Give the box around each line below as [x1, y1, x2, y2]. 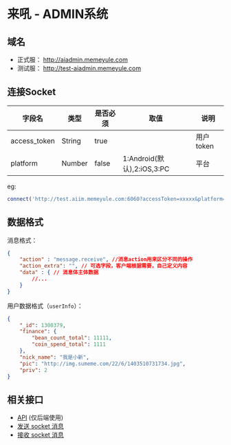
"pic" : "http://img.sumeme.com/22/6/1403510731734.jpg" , [19, 360, 186, 367]
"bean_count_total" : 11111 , [32, 335, 112, 342]
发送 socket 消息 [16, 422, 64, 431]
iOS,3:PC [140, 164, 170, 173]
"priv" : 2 [19, 366, 48, 373]
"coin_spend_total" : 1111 [32, 341, 107, 348]
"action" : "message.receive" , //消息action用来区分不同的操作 [19, 256, 193, 263]
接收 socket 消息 [16, 431, 64, 439]
